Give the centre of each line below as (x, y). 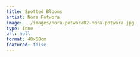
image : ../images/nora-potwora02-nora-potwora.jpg (70, 23)
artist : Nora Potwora (33, 17)
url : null (18, 34)
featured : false (26, 45)
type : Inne (20, 28)
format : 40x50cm (26, 39)
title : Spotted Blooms (34, 12)
